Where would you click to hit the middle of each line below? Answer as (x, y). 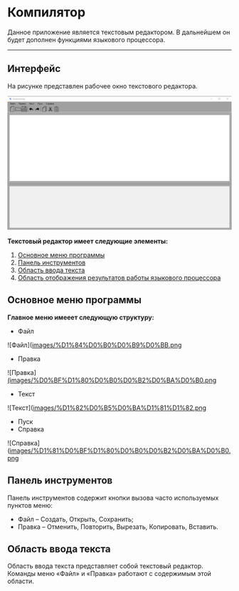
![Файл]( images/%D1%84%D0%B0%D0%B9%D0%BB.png (95, 345)
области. (21, 581)
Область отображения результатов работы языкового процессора (119, 277)
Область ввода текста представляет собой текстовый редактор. (106, 566)
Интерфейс (34, 69)
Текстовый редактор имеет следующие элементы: (88, 241)
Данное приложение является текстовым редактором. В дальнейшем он (119, 32)
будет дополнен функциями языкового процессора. (86, 39)
